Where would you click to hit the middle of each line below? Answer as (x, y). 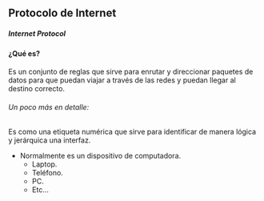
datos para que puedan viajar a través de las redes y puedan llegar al (122, 80)
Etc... (40, 190)
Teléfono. (48, 173)
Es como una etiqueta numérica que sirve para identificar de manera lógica (132, 132)
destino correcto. (37, 88)
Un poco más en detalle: (49, 107)
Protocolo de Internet (62, 13)
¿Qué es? (24, 54)
